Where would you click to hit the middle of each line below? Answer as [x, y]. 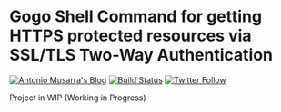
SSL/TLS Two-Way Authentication [141, 55]
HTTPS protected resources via [130, 36]
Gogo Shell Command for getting [135, 17]
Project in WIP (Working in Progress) [78, 98]
